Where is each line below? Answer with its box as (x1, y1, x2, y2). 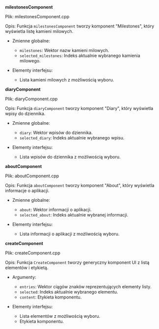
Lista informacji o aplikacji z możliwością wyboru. (19, 231, 120, 237)
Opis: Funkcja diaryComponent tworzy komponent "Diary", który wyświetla (5, 106, 154, 111)
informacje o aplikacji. (5, 188, 50, 193)
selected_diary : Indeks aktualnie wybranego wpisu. (19, 135, 125, 140)
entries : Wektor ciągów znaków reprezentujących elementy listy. (19, 284, 152, 289)
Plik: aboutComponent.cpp (5, 173, 59, 179)
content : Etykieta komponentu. (19, 294, 82, 300)
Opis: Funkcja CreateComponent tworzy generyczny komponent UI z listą (5, 260, 150, 265)
